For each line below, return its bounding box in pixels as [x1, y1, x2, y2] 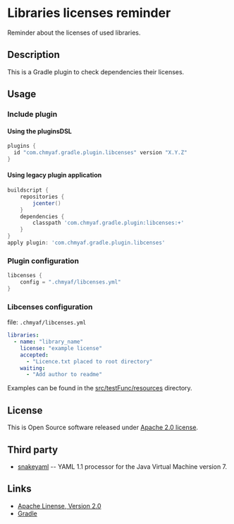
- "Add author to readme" [25, 371, 102, 378]
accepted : [20, 351, 49, 359]
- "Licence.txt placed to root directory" [25, 358, 153, 365]
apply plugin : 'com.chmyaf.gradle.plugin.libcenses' [7, 239, 166, 247]
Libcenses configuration [7, 302, 93, 312]
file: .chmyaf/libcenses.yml [7, 318, 87, 327]
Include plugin [7, 110, 58, 120]
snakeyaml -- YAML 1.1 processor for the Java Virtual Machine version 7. [17, 462, 228, 471]
